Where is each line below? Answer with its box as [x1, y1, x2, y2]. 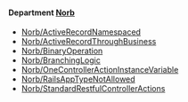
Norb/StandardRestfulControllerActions [20, 83, 166, 94]
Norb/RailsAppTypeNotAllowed [20, 74, 135, 84]
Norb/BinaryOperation [20, 45, 103, 57]
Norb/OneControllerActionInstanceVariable [20, 65, 179, 75]
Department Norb [8, 7, 75, 18]
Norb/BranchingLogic [20, 55, 102, 66]
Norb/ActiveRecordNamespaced [20, 27, 142, 37]
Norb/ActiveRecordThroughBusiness [20, 36, 157, 47]
